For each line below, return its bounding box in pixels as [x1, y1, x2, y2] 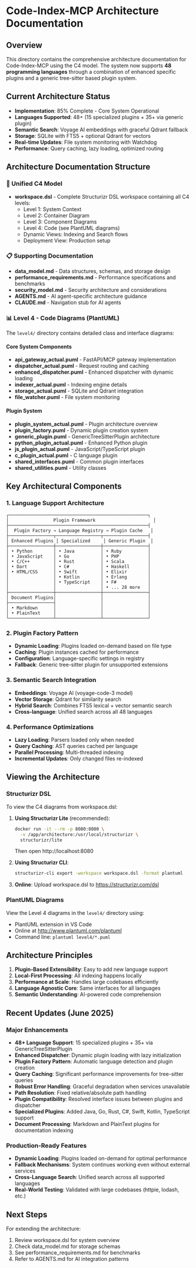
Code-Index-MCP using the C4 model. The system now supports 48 [6, 62, 172, 69]
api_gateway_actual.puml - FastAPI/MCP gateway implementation [14, 356, 176, 363]
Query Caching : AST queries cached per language [14, 743, 138, 750]
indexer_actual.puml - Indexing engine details [14, 381, 127, 388]
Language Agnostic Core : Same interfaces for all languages [14, 984, 161, 992]
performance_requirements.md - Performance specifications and [14, 274, 176, 281]
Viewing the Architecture [6, 772, 100, 782]
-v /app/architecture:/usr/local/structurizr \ [20, 831, 139, 838]
